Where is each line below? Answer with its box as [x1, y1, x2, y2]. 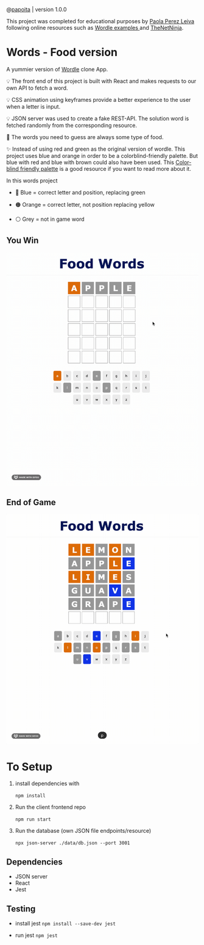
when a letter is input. [6, 102, 61, 110]
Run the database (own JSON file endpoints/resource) [15, 827, 152, 835]
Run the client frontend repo [15, 803, 86, 811]
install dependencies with [15, 780, 80, 787]
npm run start [15, 816, 51, 823]
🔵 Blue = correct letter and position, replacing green [15, 189, 146, 196]
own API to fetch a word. [6, 84, 68, 92]
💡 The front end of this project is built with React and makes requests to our [6, 77, 197, 85]
